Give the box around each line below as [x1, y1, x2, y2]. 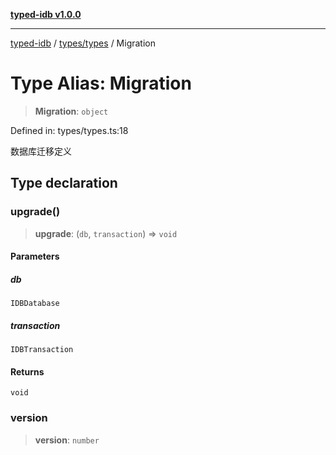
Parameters [10, 250, 60, 263]
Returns [10, 365, 45, 378]
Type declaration [10, 175, 118, 192]
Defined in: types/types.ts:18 [10, 124, 129, 136]
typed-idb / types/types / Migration [10, 37, 156, 49]
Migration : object [34, 105, 109, 117]
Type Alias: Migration [10, 72, 192, 95]
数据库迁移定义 [10, 145, 72, 157]
